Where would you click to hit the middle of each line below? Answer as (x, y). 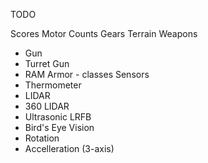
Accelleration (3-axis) (69, 148)
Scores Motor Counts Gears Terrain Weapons (104, 33)
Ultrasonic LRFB (58, 117)
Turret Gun (47, 63)
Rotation (42, 138)
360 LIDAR (47, 106)
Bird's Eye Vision (59, 127)
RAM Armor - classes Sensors (87, 74)
